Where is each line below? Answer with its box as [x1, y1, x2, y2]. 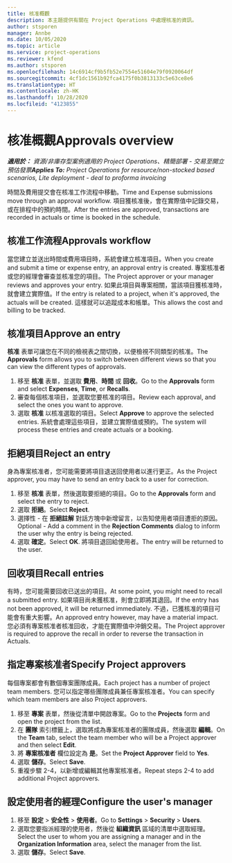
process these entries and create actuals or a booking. [17, 425, 173, 434]
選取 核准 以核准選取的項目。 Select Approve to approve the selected [17, 409, 214, 418]
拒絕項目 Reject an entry [7, 447, 111, 459]
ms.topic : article [7, 42, 60, 49]
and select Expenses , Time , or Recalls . [17, 385, 130, 393]
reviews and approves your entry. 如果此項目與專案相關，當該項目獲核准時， [7, 281, 226, 289]
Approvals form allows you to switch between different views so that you [7, 355, 217, 363]
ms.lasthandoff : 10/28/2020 [7, 94, 89, 101]
